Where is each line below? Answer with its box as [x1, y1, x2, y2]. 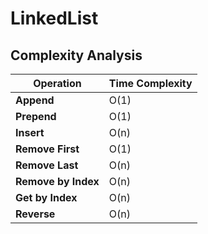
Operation [33, 77, 82, 90]
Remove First [15, 142, 80, 156]
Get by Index [15, 191, 78, 204]
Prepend [15, 110, 57, 123]
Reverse [15, 207, 56, 221]
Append [15, 93, 55, 107]
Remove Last [15, 158, 79, 172]
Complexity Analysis [10, 47, 143, 64]
